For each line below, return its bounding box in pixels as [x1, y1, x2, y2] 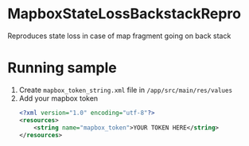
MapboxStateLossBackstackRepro [7, 5, 242, 23]
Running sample [7, 59, 117, 77]
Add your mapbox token [18, 93, 99, 103]
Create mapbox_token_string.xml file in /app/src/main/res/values [18, 85, 232, 94]
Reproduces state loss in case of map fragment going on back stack [7, 31, 231, 40]
